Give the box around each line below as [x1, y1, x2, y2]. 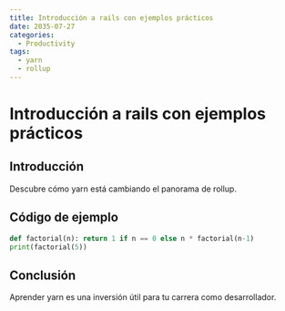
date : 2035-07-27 [9, 22, 76, 31]
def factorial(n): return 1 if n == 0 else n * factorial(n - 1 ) [9, 233, 255, 243]
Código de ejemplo [9, 210, 118, 225]
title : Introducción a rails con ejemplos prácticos [9, 13, 214, 23]
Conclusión [9, 267, 76, 283]
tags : [9, 47, 30, 57]
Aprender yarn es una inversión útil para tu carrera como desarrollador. [9, 292, 277, 303]
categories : [9, 30, 55, 39]
